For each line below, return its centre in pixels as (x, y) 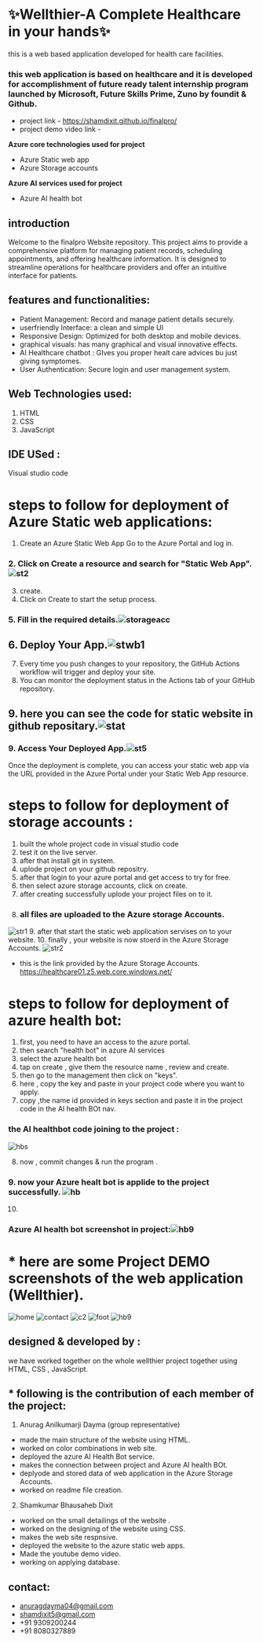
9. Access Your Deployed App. (68, 748)
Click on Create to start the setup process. (88, 599)
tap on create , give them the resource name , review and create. (124, 1067)
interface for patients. (43, 276)
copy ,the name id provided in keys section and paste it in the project (131, 1100)
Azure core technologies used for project (77, 145)
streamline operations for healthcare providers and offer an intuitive (118, 267)
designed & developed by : (75, 1342)
